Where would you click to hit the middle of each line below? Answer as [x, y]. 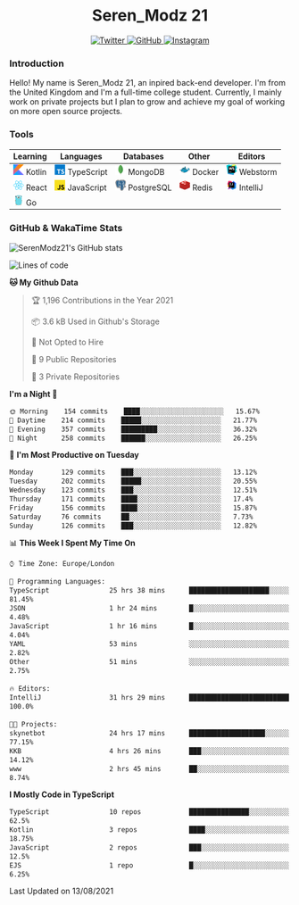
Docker [205, 172]
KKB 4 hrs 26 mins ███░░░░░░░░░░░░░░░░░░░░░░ [149, 751]
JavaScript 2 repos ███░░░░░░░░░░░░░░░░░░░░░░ [149, 847]
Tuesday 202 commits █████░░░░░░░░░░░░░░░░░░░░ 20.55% [133, 481]
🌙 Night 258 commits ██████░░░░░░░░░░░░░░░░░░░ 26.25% [133, 438]
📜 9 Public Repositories [74, 359]
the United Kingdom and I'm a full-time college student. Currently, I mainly [146, 92]
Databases [144, 156]
